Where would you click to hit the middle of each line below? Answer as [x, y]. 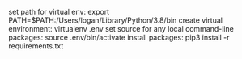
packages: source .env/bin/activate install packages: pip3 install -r [119, 37]
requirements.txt [36, 46]
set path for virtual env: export [59, 12]
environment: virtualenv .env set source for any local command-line [121, 29]
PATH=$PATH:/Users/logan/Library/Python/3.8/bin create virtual [115, 20]
